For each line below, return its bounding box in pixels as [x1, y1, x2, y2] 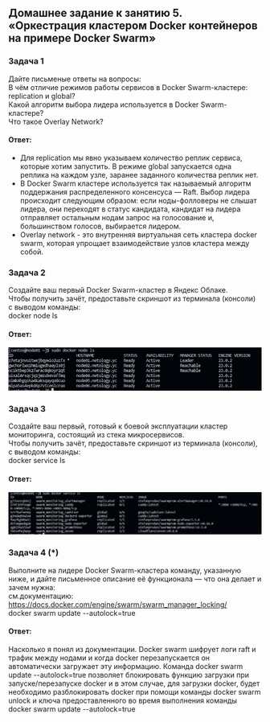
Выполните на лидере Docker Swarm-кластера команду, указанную [8, 565, 241, 575]
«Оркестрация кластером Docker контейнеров [8, 19, 259, 33]
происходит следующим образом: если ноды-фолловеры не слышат [19, 195, 257, 205]
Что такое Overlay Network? [8, 117, 104, 126]
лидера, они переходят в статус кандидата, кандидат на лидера [19, 204, 241, 214]
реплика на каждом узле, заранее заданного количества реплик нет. [19, 170, 259, 179]
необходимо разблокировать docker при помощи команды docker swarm [8, 687, 261, 696]
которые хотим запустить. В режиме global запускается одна [19, 161, 231, 171]
